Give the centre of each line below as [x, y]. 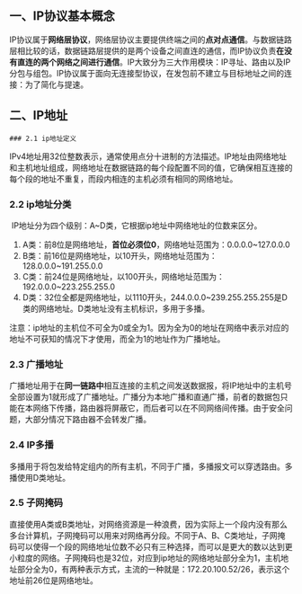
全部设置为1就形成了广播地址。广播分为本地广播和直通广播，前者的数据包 [145, 397]
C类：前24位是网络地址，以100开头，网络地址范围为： [123, 276]
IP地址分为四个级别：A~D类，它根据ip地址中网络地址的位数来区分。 [137, 225]
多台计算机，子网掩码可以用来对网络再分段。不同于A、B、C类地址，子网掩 [147, 535]
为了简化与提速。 [56, 84]
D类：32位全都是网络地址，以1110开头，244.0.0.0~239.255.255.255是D [155, 297]
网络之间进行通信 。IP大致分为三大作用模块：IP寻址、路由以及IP [173, 62]
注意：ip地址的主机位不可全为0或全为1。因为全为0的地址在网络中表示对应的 [149, 327]
